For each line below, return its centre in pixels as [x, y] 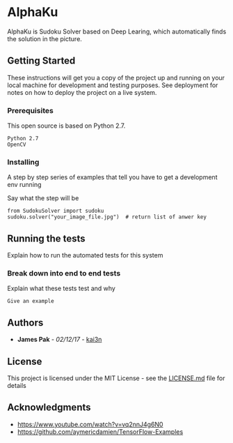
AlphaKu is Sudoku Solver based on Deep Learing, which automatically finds [117, 31]
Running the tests [46, 238]
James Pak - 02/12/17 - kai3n [59, 340]
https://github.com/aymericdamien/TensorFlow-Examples [100, 431]
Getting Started [41, 61]
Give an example [31, 301]
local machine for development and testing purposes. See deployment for [113, 85]
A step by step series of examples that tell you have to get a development [112, 177]
